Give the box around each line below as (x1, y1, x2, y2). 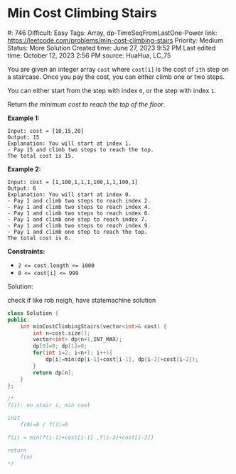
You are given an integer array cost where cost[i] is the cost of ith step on (7, 65, 230, 73)
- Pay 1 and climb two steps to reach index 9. (7, 222, 151, 229)
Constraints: (7, 247, 45, 255)
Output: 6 (7, 185, 37, 192)
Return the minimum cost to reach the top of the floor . (7, 99, 166, 108)
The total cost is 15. (7, 152, 75, 159)
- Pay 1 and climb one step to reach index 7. (7, 215, 148, 223)
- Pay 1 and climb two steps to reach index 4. (7, 203, 151, 210)
